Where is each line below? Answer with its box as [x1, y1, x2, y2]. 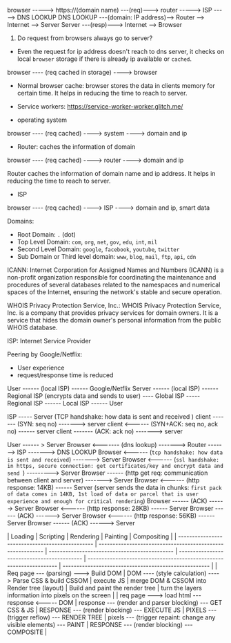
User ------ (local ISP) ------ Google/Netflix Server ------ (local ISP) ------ [7, 384, 219, 392]
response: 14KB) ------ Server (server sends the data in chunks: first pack [7, 484, 222, 491]
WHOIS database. [7, 323, 58, 332]
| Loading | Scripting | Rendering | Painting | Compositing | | [7, 532, 177, 541]
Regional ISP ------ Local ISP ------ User [7, 399, 123, 407]
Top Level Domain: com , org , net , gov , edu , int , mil [17, 238, 158, 246]
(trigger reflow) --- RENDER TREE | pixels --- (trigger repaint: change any [7, 613, 216, 622]
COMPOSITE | [7, 628, 48, 636]
